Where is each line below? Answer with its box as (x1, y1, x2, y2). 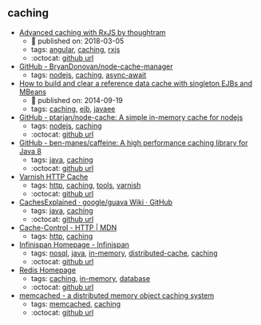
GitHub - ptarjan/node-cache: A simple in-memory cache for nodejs (18, 112, 243, 122)
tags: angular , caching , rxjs (30, 44, 121, 54)
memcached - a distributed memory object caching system (18, 291, 215, 300)
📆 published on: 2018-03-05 (30, 36, 125, 46)
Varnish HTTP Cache (18, 172, 89, 181)
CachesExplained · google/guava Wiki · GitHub (18, 197, 173, 207)
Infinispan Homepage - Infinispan (18, 240, 129, 249)
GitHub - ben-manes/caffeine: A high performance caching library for (18, 137, 248, 147)
